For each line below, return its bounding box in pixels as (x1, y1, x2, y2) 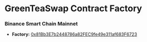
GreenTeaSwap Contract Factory (4, 3, 142, 14)
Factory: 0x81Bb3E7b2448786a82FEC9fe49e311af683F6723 (11, 31, 137, 37)
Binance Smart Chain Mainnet (4, 21, 78, 27)
